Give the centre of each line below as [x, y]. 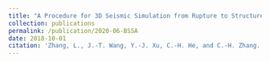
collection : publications [51, 23]
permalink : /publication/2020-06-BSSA [73, 31]
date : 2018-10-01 [37, 38]
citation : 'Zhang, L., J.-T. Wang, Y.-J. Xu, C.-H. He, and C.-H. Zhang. [135, 46]
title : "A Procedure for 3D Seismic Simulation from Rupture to [118, 16]
